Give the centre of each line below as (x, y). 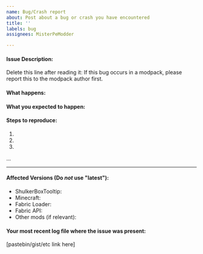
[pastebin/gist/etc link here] (41, 244)
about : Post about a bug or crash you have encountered (78, 18)
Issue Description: (30, 59)
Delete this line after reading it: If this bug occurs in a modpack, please (94, 73)
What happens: (26, 93)
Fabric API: (29, 210)
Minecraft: (28, 198)
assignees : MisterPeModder (40, 34)
